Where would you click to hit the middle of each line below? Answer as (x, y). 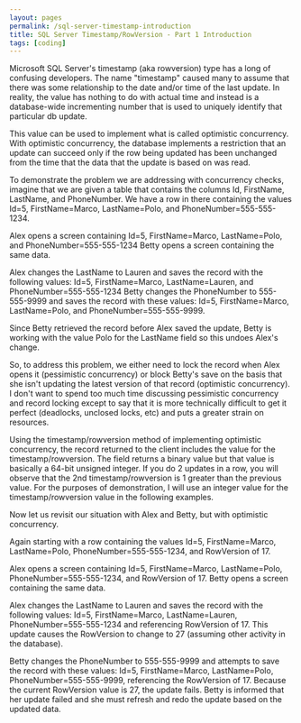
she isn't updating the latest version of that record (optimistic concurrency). (150, 384)
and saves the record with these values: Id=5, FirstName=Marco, (169, 301)
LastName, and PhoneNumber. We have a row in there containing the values (151, 199)
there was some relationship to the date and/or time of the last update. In (145, 87)
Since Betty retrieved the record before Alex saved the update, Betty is (141, 328)
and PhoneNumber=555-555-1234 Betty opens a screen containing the (142, 245)
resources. (29, 422)
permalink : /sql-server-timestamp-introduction (100, 26)
